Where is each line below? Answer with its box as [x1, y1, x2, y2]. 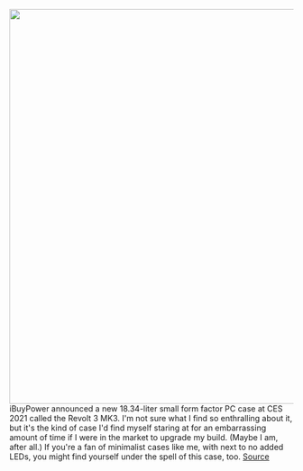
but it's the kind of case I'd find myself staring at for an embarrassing [9, 422, 267, 433]
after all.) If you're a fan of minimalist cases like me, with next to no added [9, 442, 284, 452]
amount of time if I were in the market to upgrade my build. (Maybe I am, [9, 432, 279, 442]
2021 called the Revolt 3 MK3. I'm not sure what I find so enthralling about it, [9, 413, 293, 423]
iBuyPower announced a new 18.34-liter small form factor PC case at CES [9, 403, 283, 414]
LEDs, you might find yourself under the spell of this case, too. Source [9, 451, 270, 462]
